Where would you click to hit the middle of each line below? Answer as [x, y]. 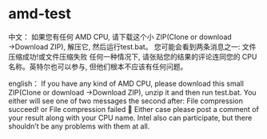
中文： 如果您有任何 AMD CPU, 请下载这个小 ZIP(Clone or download [120, 37]
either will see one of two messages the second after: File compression [126, 101]
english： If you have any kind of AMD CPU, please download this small [126, 83]
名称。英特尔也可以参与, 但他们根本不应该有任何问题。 [98, 66]
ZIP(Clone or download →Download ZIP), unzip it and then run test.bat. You [133, 92]
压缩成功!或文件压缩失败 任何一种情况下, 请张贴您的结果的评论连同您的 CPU [133, 56]
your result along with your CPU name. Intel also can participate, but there [130, 118]
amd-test [40, 14]
